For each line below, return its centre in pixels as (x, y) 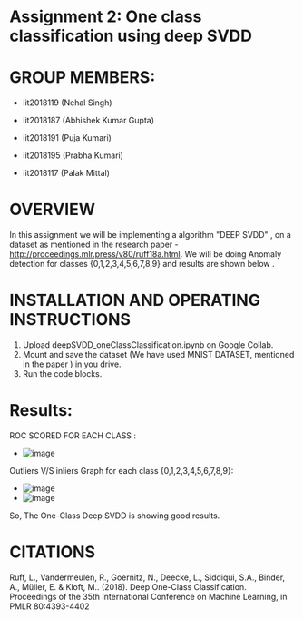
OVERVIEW (53, 210)
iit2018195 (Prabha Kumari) (73, 155)
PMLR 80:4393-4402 (49, 606)
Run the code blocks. (62, 373)
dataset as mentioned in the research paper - (94, 245)
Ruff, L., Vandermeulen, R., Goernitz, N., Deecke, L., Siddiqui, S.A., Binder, (147, 577)
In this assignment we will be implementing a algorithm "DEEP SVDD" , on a (151, 235)
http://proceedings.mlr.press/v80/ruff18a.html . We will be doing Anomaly (146, 254)
